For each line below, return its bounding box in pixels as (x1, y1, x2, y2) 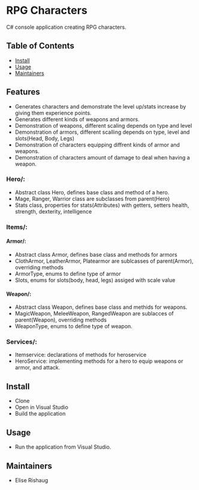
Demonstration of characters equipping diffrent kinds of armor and (14, 141, 180, 148)
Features (6, 87, 40, 97)
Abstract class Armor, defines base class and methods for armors (14, 251, 178, 258)
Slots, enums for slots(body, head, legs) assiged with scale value (14, 276, 176, 284)
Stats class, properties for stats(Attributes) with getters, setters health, (14, 202, 189, 209)
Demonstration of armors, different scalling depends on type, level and (14, 128, 190, 136)
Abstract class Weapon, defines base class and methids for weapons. (14, 303, 188, 311)
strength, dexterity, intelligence (14, 208, 92, 215)
